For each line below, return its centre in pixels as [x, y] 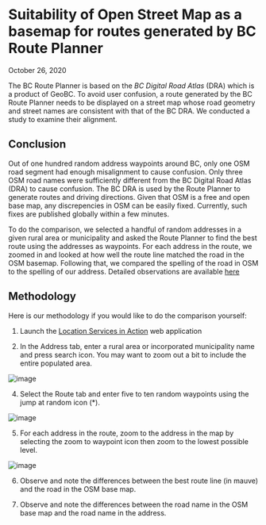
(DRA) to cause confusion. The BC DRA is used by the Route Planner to [124, 189]
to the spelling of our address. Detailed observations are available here [124, 271]
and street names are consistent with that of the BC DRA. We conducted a [129, 111]
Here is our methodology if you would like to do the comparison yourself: [128, 316]
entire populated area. [56, 363]
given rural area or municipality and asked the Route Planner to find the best [133, 238]
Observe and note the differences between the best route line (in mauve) [139, 481]
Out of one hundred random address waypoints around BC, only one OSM [129, 163]
